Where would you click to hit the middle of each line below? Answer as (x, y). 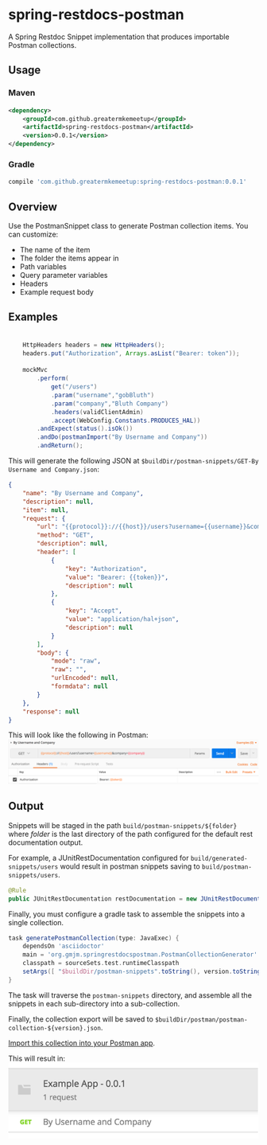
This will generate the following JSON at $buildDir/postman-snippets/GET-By (133, 461)
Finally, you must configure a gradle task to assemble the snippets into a (127, 914)
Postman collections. (43, 45)
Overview (33, 207)
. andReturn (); (60, 446)
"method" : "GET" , (65, 535)
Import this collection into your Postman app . (82, 1043)
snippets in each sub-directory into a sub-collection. (94, 1003)
